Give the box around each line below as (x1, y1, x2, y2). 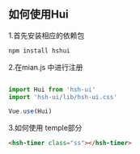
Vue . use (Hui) (8, 107, 53, 115)
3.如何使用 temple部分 (8, 123, 83, 133)
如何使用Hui (8, 7, 69, 22)
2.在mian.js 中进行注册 (8, 62, 83, 72)
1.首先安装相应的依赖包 (8, 31, 85, 40)
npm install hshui (8, 47, 70, 55)
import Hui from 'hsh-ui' (8, 85, 95, 94)
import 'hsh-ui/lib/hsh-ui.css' (8, 93, 117, 101)
